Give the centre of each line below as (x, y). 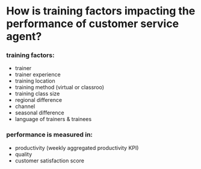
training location (35, 81)
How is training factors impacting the (101, 11)
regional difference (38, 100)
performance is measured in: (50, 135)
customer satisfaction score (49, 161)
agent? (24, 37)
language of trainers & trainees (53, 119)
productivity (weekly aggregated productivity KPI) (77, 147)
